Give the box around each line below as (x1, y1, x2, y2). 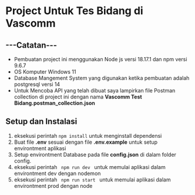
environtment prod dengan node (14, 182, 93, 189)
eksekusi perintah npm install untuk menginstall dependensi (14, 132, 162, 139)
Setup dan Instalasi (5, 117, 78, 127)
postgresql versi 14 (14, 81, 60, 88)
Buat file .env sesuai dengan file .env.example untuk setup (14, 138, 158, 146)
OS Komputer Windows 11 (14, 68, 76, 75)
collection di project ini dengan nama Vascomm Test (14, 93, 142, 100)
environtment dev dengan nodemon (14, 170, 101, 177)
